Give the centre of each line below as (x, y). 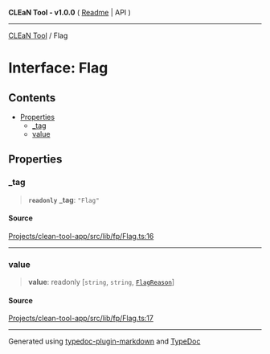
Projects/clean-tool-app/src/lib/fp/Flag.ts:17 (81, 319)
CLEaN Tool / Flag (38, 35)
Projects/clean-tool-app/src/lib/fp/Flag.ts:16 (81, 236)
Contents (32, 98)
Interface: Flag (58, 68)
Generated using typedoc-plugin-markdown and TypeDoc (104, 341)
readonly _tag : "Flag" (63, 200)
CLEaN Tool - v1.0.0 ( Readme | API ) (70, 12)
